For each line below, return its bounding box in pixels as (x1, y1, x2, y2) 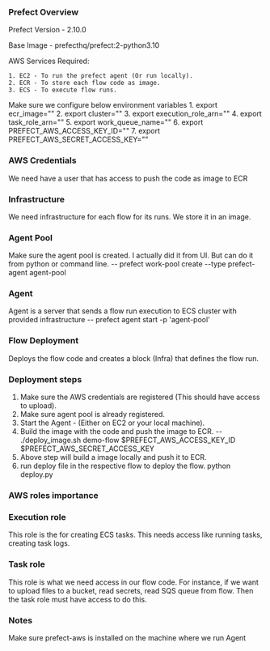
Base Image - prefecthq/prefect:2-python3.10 (8, 40, 160, 50)
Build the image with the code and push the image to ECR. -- (19, 427, 222, 436)
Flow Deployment (8, 335, 79, 347)
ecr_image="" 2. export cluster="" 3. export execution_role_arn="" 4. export (8, 108, 263, 119)
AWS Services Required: (8, 56, 90, 66)
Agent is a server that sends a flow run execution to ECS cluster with (8, 306, 237, 316)
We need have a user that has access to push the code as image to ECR (8, 173, 248, 183)
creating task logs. (8, 538, 70, 548)
